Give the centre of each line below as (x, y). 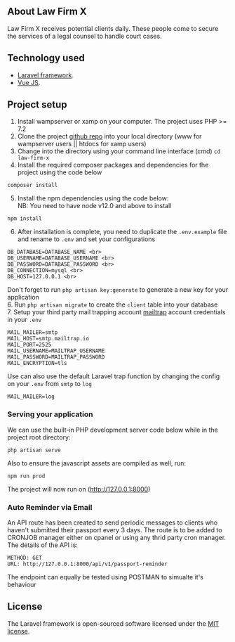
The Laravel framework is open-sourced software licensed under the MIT (113, 623)
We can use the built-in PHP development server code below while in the (113, 430)
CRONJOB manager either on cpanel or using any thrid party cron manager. (117, 538)
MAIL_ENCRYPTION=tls (38, 364)
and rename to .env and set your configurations (86, 239)
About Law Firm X (47, 12)
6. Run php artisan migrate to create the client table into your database (113, 304)
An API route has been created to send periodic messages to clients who (113, 522)
